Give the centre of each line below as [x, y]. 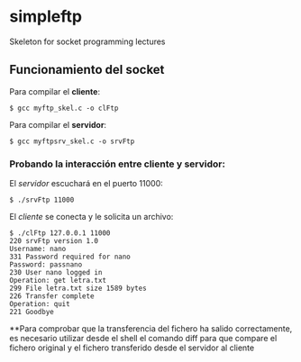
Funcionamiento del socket [87, 70]
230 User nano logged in [56, 273]
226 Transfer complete [52, 296]
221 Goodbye [32, 312]
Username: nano [38, 249]
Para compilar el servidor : [58, 124]
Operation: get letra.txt [58, 281]
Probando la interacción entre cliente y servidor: [117, 164]
